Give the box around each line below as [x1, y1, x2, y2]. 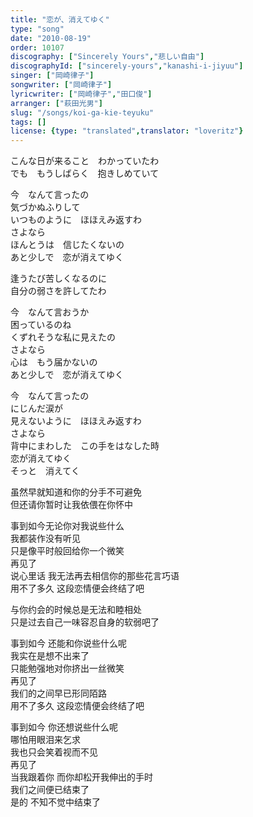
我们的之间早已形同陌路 [10, 687, 107, 700]
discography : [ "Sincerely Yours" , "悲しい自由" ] [10, 52, 205, 62]
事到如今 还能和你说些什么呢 [10, 637, 127, 650]
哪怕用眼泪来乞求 [10, 734, 81, 746]
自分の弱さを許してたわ [10, 285, 107, 297]
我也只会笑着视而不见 [10, 746, 98, 758]
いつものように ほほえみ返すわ [10, 214, 142, 226]
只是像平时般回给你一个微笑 [10, 545, 125, 557]
